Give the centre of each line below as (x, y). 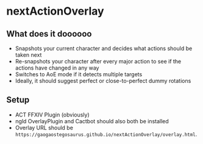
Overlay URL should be (44, 128)
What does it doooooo (49, 34)
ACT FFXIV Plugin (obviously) (52, 115)
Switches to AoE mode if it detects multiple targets (79, 74)
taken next (28, 55)
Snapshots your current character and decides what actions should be (104, 48)
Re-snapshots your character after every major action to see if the (98, 61)
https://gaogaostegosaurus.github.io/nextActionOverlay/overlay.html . (106, 134)
